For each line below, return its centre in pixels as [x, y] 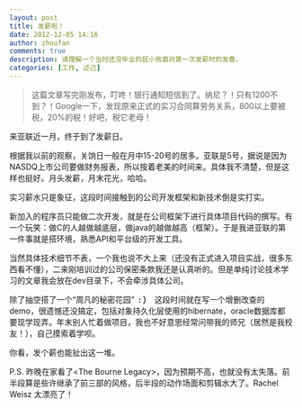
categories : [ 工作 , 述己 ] [55, 68]
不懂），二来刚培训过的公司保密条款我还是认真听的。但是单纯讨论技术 [153, 269]
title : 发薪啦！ [37, 26]
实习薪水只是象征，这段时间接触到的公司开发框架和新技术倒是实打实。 [139, 197]
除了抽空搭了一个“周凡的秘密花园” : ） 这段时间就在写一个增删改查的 [137, 299]
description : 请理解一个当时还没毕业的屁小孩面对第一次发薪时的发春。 [126, 59]
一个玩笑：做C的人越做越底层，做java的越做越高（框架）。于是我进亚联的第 [147, 227]
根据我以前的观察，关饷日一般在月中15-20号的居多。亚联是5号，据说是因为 [148, 155]
